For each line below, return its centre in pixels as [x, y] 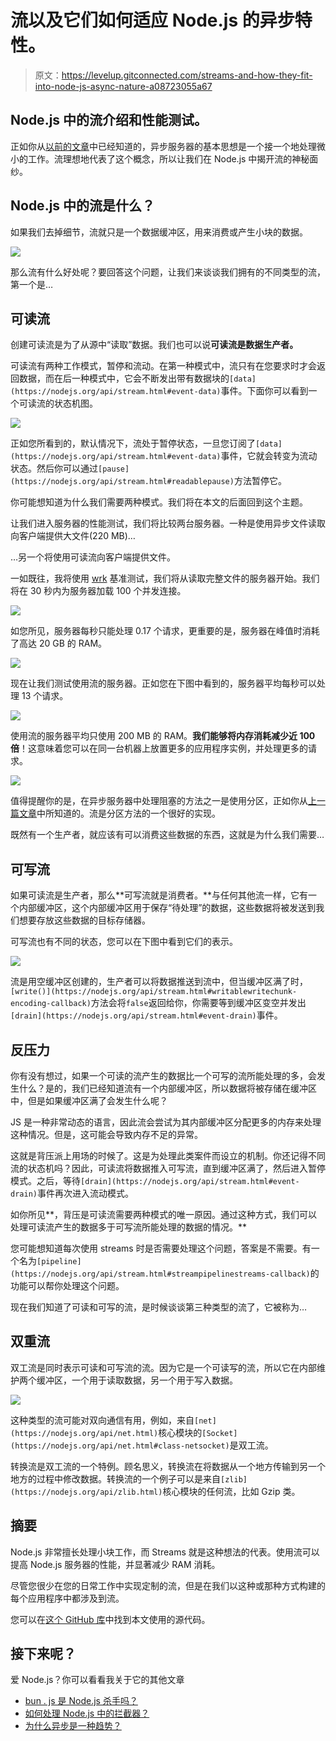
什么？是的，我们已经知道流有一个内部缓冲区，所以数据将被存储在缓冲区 [167, 1088]
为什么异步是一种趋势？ [73, 1726]
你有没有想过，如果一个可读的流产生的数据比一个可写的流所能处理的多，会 [163, 1075]
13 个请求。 [45, 696]
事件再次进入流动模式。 [85, 1193]
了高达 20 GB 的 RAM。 [59, 643]
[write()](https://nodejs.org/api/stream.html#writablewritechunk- [154, 992]
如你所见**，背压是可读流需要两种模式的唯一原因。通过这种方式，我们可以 [164, 1214]
